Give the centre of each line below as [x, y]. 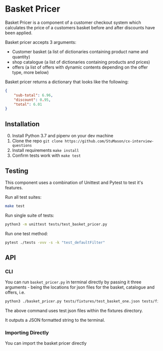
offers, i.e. [15, 293]
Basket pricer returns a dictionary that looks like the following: [67, 82]
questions [22, 146]
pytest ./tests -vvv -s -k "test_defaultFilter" [55, 242]
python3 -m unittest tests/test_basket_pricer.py [56, 224]
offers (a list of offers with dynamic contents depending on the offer [80, 67]
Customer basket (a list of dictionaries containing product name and [80, 52]
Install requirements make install [45, 150]
